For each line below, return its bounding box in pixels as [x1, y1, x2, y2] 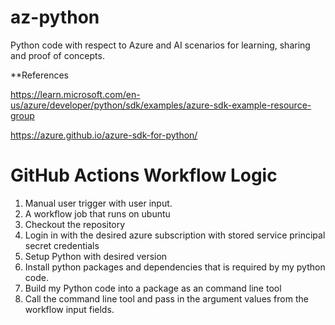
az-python [10, 6, 100, 29]
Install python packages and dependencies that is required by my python [24, 261, 326, 273]
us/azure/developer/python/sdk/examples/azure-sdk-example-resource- [10, 99, 312, 111]
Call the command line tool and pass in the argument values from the [24, 292, 309, 305]
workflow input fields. [24, 303, 115, 315]
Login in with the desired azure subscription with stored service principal [24, 229, 326, 241]
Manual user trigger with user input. [24, 197, 173, 209]
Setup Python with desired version [24, 250, 168, 262]
